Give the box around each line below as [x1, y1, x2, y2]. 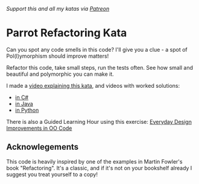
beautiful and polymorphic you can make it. [6, 70, 115, 78]
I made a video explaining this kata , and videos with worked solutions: [6, 82, 180, 89]
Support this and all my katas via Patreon [6, 5, 110, 12]
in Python [14, 106, 39, 114]
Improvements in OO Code [6, 124, 72, 132]
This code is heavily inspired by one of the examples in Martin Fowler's [6, 158, 183, 165]
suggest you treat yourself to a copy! [6, 171, 98, 178]
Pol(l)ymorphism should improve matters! [6, 52, 109, 60]
